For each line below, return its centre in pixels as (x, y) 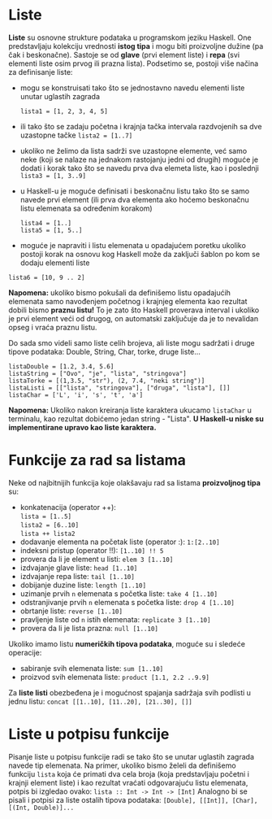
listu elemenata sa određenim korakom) (86, 208)
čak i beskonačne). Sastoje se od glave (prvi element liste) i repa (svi (124, 54)
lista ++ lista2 (47, 534)
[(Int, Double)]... (41, 808)
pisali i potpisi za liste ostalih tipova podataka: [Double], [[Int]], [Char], (133, 799)
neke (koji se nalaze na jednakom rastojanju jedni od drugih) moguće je (139, 159)
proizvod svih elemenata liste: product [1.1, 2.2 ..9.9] (114, 677)
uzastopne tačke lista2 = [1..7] (76, 135)
